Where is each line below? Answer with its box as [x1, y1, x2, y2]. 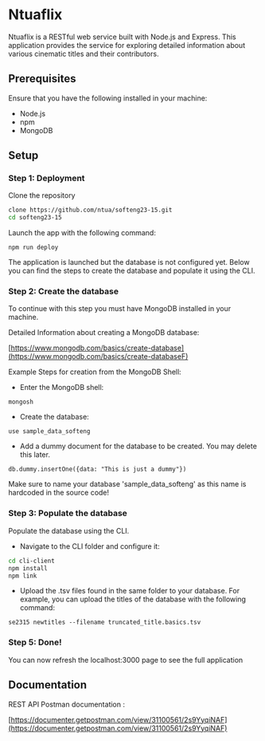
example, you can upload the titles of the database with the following [19, 594, 247, 604]
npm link [8, 572, 37, 580]
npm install [8, 564, 48, 572]
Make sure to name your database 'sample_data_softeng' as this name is [8, 479, 247, 489]
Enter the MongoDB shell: [19, 383, 104, 392]
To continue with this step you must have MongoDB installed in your [8, 304, 232, 313]
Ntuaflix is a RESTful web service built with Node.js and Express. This [8, 32, 236, 41]
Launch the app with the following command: [8, 228, 157, 238]
